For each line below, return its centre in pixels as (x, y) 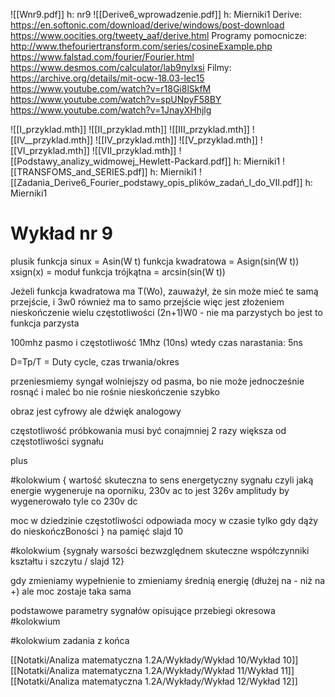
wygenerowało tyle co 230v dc (74, 501)
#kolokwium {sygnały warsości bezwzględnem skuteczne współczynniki (160, 550)
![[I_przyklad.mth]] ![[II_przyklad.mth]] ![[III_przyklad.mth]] (130, 129)
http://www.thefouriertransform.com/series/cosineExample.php (141, 46)
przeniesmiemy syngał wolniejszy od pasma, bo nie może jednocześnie (157, 381)
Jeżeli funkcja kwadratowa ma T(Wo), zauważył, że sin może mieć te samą (164, 291)
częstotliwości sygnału (57, 441)
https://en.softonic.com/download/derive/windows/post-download (147, 25)
